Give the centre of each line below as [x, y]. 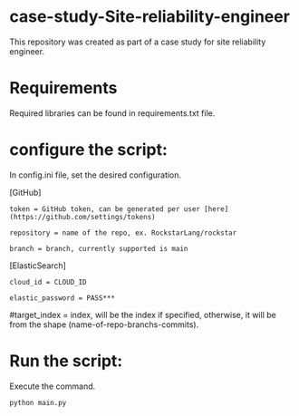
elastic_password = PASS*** [63, 298]
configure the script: [88, 150]
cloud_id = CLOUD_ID [48, 282]
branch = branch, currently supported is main [99, 248]
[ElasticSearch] [38, 266]
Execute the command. [53, 386]
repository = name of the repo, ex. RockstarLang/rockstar [123, 233]
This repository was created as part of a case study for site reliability [138, 42]
